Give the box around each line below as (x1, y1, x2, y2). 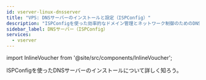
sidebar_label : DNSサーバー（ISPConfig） (6, 26, 109, 32)
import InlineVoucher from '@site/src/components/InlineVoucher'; (6, 54, 173, 61)
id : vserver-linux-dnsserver (6, 9, 81, 15)
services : (6, 32, 32, 38)
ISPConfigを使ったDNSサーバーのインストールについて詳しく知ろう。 (6, 67, 182, 74)
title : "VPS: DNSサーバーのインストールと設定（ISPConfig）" (6, 15, 151, 21)
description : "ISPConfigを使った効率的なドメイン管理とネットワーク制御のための (6, 20, 193, 26)
